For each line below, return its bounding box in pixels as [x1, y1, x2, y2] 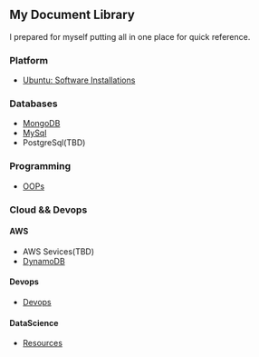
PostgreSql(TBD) [22, 137, 86, 148]
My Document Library [9, 7, 136, 23]
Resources [22, 338, 63, 349]
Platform [9, 54, 48, 66]
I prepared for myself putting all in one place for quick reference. [9, 31, 251, 42]
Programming [9, 160, 71, 173]
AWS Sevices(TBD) [22, 245, 95, 257]
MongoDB [22, 118, 61, 129]
